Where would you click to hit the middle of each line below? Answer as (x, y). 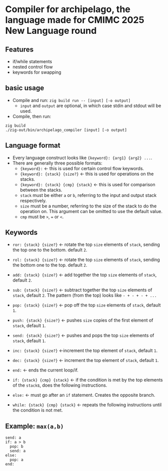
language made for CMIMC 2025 (75, 20)
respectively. (33, 200)
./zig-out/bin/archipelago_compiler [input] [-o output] (66, 130)
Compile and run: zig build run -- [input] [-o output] (71, 100)
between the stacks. (41, 190)
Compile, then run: (32, 116)
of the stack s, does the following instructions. (60, 385)
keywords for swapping (37, 72)
